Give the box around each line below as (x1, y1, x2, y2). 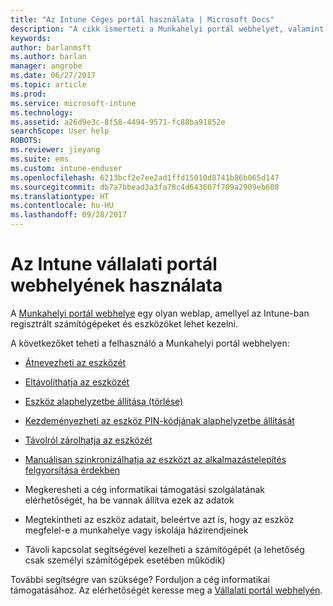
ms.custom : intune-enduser (10, 163, 123, 173)
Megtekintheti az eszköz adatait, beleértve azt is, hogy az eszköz (24, 513, 295, 525)
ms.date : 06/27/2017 (10, 71, 97, 81)
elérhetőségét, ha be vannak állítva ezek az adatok (24, 494, 235, 506)
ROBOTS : (10, 136, 43, 146)
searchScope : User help (10, 126, 110, 136)
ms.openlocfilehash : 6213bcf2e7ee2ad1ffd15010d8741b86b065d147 (10, 172, 280, 183)
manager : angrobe (10, 61, 83, 71)
